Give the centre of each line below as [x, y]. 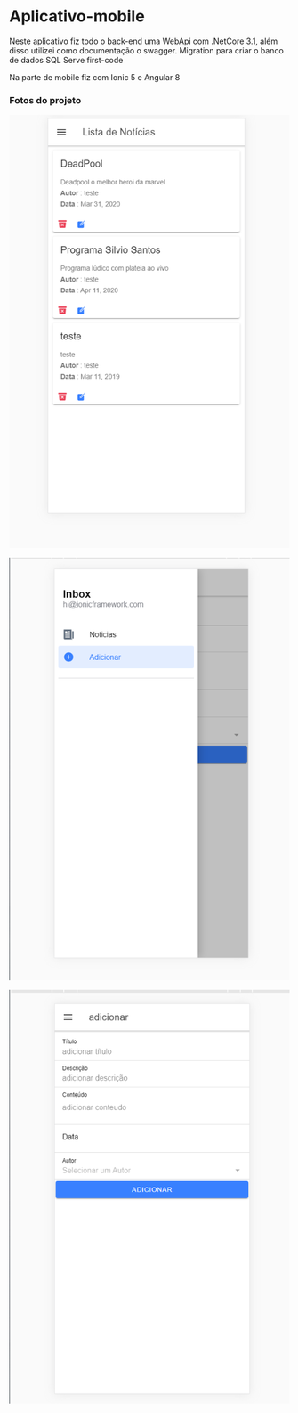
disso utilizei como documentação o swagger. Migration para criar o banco [147, 50]
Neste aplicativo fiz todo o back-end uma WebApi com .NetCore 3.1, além [144, 41]
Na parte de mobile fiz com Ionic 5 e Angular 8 [95, 77]
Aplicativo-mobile [77, 16]
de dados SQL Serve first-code [66, 60]
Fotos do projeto [45, 100]
